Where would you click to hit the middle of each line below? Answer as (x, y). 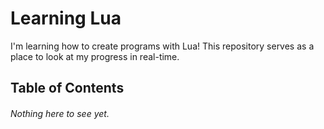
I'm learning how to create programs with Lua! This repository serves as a (162, 46)
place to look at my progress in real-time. (95, 56)
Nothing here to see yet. (60, 113)
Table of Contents (67, 88)
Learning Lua (66, 18)
